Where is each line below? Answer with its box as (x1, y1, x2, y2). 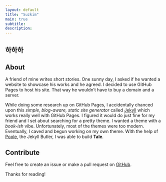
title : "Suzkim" (5, 12, 39, 17)
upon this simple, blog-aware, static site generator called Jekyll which (5, 107, 150, 113)
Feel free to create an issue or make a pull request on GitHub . (5, 161, 131, 167)
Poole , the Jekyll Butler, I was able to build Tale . (5, 133, 104, 140)
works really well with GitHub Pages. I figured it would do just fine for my (5, 112, 155, 118)
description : (5, 26, 32, 31)
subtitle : (5, 21, 26, 26)
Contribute (5, 148, 40, 156)
